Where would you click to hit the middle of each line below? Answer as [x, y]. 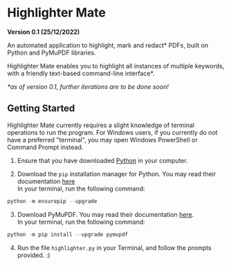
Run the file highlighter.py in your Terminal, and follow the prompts [114, 247]
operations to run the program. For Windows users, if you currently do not [112, 132]
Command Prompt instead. [45, 147]
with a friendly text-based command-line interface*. [81, 73]
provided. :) [34, 255]
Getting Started [41, 108]
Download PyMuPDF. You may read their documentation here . [105, 214]
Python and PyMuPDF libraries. [52, 53]
